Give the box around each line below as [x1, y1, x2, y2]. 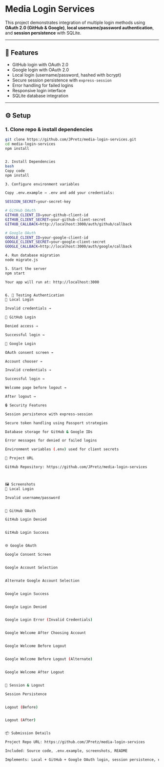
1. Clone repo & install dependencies [5, 126, 93, 133]
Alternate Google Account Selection [5, 578, 80, 583]
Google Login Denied [5, 604, 47, 609]
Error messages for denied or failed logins [5, 438, 97, 443]
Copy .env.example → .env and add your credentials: [5, 190, 115, 196]
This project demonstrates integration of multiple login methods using [5, 20, 145, 25]
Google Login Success [5, 591, 49, 596]
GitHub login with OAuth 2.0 [12, 61, 69, 67]
